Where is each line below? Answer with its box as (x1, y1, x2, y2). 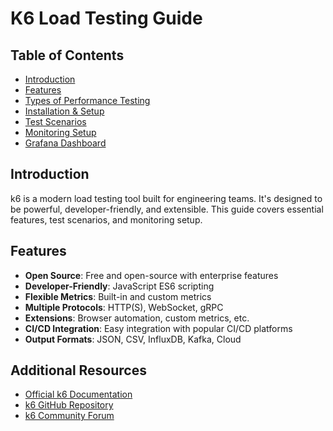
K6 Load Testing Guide (10, 7, 203, 30)
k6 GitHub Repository (24, 399, 114, 411)
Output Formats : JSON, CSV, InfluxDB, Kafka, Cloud (24, 333, 242, 345)
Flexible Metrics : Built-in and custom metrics (24, 290, 212, 302)
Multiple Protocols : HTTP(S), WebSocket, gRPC (24, 301, 224, 313)
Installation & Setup (24, 105, 105, 117)
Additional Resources (10, 362, 147, 379)
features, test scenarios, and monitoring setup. (10, 213, 203, 226)
